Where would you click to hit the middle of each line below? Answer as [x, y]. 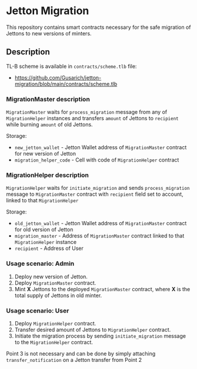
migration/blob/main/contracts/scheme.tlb [66, 84]
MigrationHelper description [48, 175]
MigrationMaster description [48, 99]
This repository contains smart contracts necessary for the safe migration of [98, 27]
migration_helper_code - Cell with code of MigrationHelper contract [97, 160]
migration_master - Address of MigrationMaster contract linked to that [99, 236]
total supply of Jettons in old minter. [58, 295]
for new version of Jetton [45, 154]
